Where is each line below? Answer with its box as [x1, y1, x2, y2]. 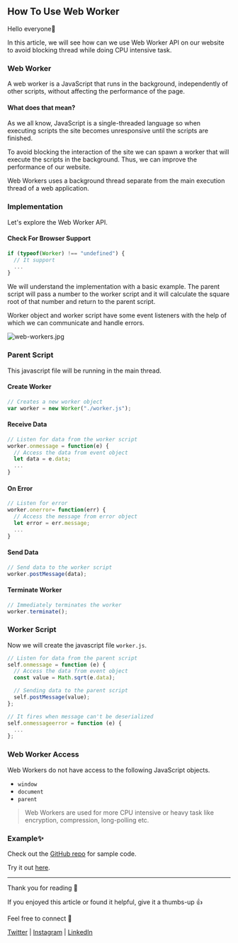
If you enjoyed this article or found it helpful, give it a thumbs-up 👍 [7, 898, 203, 906]
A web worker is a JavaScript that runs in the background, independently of [7, 79, 228, 88]
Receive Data [7, 420, 47, 429]
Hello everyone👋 [7, 24, 56, 33]
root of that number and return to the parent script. [7, 298, 156, 306]
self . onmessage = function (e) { [7, 661, 106, 668]
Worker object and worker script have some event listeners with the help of [7, 311, 227, 320]
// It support [13, 256, 55, 264]
